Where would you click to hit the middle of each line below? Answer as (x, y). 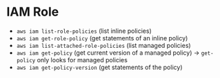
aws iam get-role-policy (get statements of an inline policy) (102, 38)
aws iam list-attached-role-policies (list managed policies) (103, 45)
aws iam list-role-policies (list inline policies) (84, 31)
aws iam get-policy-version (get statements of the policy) (99, 67)
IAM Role (33, 12)
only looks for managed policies (82, 60)
